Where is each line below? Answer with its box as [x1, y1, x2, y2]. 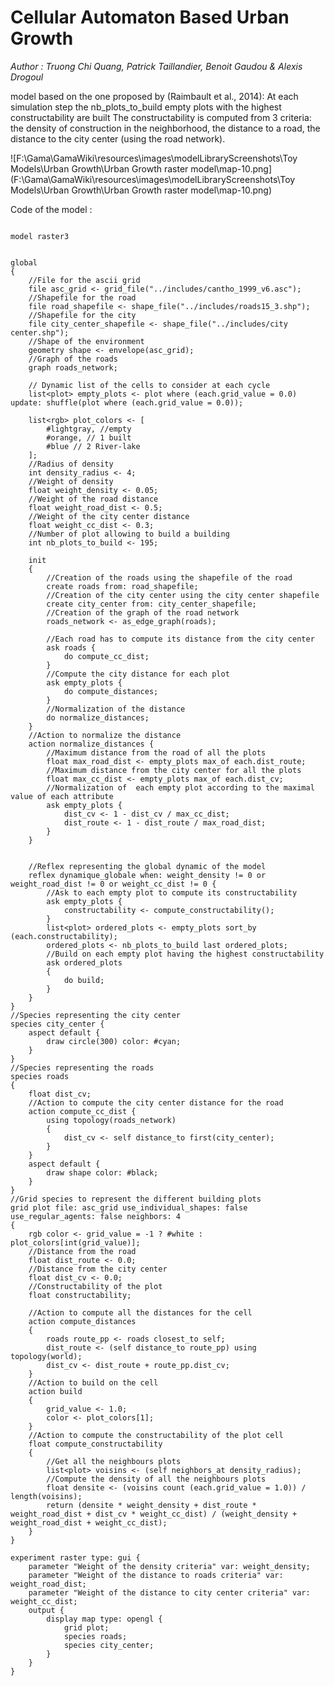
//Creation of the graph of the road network [46, 607, 240, 618]
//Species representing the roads [10, 1062, 155, 1073]
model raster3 [10, 231, 70, 241]
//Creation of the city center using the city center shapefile [46, 590, 320, 600]
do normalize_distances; [46, 712, 150, 723]
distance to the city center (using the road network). [10, 132, 226, 145]
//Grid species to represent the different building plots [10, 1194, 262, 1204]
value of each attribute [10, 791, 114, 801]
